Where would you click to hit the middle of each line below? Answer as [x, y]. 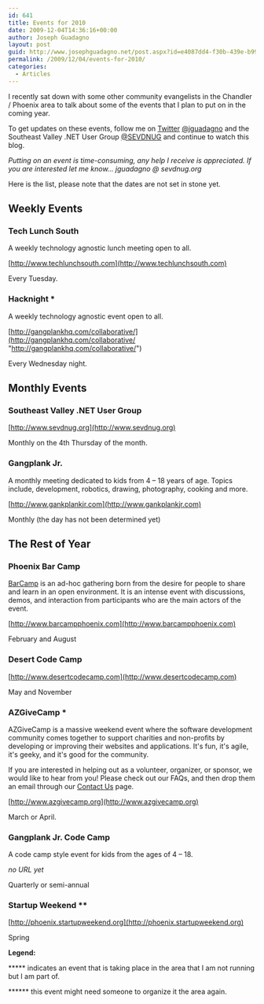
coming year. [29, 113]
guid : [17, 52]
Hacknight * [31, 299]
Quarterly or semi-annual [49, 885]
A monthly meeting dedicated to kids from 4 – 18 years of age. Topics [121, 480]
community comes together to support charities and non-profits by [117, 737]
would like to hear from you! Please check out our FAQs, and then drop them [132, 778]
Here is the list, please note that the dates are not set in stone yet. [115, 184]
